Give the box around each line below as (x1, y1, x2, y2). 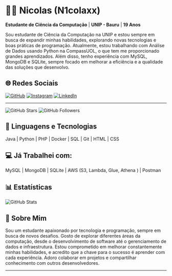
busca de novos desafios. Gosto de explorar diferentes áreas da (5, 233, 141, 239)
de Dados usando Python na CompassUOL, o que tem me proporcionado (5, 48, 160, 54)
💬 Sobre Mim (5, 214, 47, 222)
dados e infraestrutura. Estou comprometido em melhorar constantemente (5, 244, 162, 250)
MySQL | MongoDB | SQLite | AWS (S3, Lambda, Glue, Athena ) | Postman (5, 167, 161, 174)
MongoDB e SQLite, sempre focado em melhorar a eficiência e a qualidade (5, 58, 163, 65)
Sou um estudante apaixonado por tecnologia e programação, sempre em (5, 227, 161, 233)
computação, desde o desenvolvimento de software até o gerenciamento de (5, 238, 166, 244)
